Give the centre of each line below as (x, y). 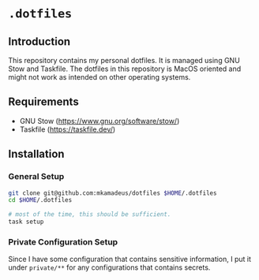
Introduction (39, 41)
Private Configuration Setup (63, 241)
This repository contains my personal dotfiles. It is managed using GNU (124, 60)
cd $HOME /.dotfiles (40, 200)
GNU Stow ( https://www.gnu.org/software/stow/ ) (99, 121)
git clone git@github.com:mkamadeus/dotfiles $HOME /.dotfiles (113, 193)
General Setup (36, 177)
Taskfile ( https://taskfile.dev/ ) (68, 129)
